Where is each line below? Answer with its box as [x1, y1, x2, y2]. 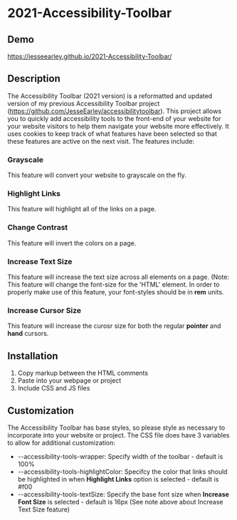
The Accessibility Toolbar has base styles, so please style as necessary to [7, 423, 226, 432]
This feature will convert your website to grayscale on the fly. [7, 171, 187, 179]
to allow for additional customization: [7, 438, 115, 447]
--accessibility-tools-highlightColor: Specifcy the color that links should [17, 467, 228, 476]
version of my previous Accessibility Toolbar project [7, 99, 160, 107]
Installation [7, 350, 58, 362]
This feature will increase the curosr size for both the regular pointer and [7, 322, 221, 330]
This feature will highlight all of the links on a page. [7, 205, 157, 213]
